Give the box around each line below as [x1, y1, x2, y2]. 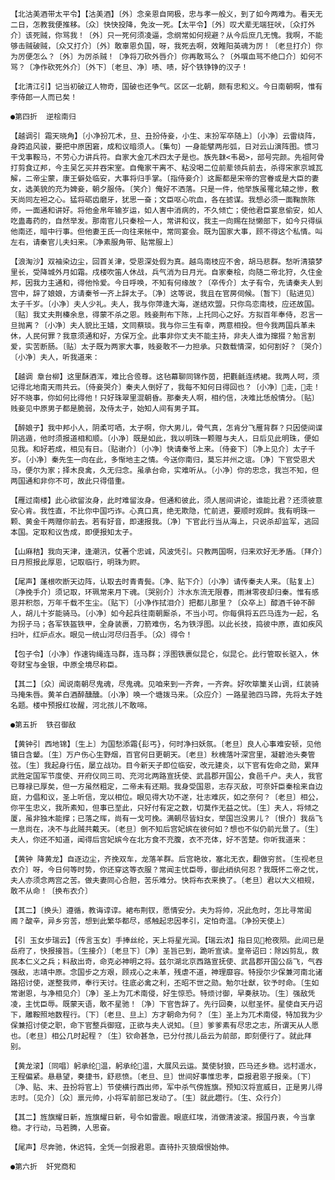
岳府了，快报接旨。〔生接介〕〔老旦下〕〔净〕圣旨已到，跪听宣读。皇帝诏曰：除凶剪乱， [10, 946, 312, 956]
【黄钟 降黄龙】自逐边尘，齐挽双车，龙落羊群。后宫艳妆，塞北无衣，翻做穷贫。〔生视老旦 [10, 854, 324, 864]
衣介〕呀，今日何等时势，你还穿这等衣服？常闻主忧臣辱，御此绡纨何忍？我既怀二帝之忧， [10, 865, 323, 875]
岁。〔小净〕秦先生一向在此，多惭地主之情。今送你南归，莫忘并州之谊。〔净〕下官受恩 [10, 455, 308, 465]
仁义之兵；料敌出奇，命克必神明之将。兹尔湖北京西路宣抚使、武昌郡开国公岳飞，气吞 [24, 957, 323, 967]
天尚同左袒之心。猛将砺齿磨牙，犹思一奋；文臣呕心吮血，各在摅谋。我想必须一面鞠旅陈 [10, 195, 316, 205]
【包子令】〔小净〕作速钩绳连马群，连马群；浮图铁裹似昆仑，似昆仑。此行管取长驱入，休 [10, 649, 320, 659]
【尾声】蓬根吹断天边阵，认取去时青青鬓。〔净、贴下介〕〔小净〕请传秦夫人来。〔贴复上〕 [10, 577, 320, 587]
